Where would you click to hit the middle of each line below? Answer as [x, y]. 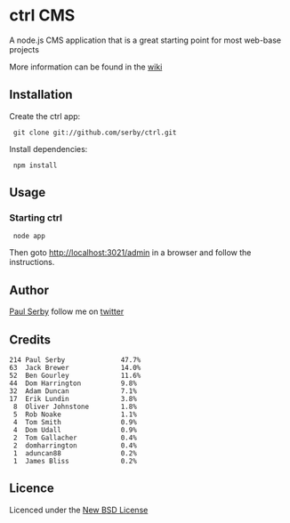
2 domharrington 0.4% [75, 446]
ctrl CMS [42, 16]
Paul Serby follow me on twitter [67, 311]
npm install [35, 165]
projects [24, 49]
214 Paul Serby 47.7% [75, 360]
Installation [41, 95]
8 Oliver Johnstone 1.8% [75, 407]
